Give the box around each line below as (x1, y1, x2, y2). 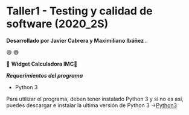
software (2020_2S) (6, 17, 109, 31)
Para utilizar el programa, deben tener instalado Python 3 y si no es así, (6, 95, 184, 102)
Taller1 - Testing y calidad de (6, 4, 153, 18)
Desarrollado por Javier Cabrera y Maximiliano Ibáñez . (6, 37, 147, 44)
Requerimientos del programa (6, 72, 83, 79)
